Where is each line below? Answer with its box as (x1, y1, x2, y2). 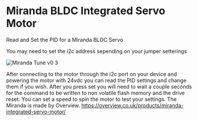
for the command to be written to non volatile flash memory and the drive (6, 89, 185, 96)
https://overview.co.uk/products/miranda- (81, 102, 184, 109)
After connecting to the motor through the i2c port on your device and (6, 70, 177, 77)
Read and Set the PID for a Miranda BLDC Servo (6, 36, 123, 43)
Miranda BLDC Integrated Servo (6, 4, 166, 18)
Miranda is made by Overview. (6, 102, 81, 109)
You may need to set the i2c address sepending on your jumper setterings (6, 47, 187, 54)
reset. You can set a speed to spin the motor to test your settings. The (6, 96, 177, 103)
